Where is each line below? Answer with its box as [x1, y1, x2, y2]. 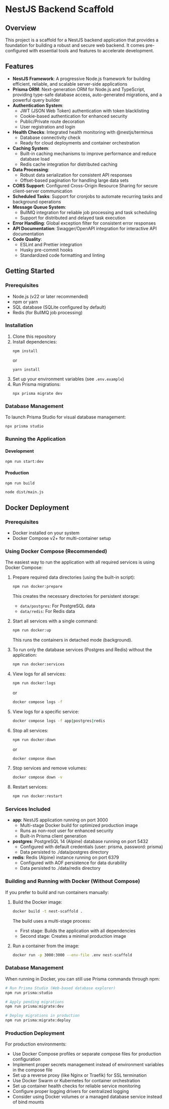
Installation [5, 322, 34, 329]
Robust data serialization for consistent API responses [20, 172, 132, 178]
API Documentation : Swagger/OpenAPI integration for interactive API [12, 225, 157, 231]
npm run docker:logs [12, 681, 56, 686]
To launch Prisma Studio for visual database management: [5, 414, 126, 420]
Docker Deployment [5, 503, 69, 512]
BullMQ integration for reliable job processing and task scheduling [20, 209, 157, 215]
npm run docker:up [12, 628, 51, 633]
